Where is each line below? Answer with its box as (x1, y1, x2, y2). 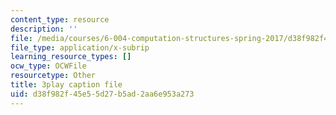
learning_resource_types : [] (10, 52, 132, 62)
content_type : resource (10, 14, 110, 25)
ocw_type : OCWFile (10, 61, 87, 71)
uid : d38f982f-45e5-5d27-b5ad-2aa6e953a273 (10, 89, 195, 99)
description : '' (10, 24, 78, 34)
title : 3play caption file (10, 80, 123, 90)
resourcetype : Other (10, 71, 97, 81)
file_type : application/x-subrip (10, 42, 150, 53)
